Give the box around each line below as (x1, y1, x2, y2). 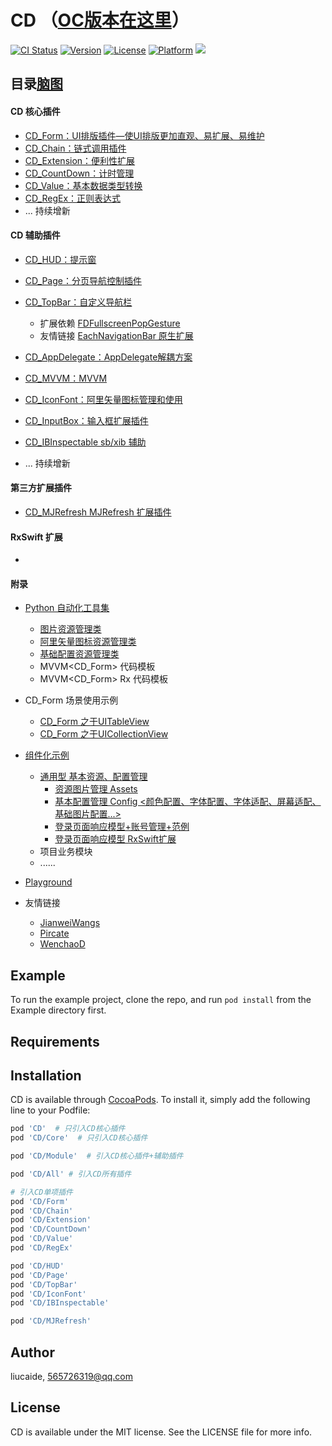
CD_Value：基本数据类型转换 (24, 179, 143, 191)
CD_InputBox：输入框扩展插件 (24, 414, 149, 426)
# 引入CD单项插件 (10, 1187, 73, 1197)
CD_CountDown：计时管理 (24, 167, 135, 179)
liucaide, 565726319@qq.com (10, 1371, 133, 1383)
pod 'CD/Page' (10, 1270, 70, 1280)
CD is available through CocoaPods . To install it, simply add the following (10, 1094, 311, 1106)
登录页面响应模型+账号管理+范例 (54, 821, 190, 833)
